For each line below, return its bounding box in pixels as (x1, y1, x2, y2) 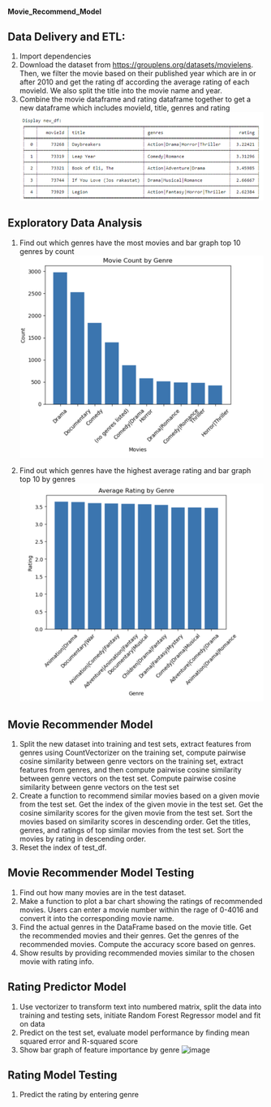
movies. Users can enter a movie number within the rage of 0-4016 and (19, 905, 259, 915)
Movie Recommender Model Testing (7, 866, 195, 880)
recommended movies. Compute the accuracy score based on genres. (19, 939, 256, 949)
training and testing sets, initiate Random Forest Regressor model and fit (19, 1010, 261, 1020)
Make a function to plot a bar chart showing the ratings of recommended (19, 896, 263, 906)
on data (19, 1019, 45, 1028)
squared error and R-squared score (19, 1036, 139, 1046)
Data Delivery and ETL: (7, 29, 126, 44)
